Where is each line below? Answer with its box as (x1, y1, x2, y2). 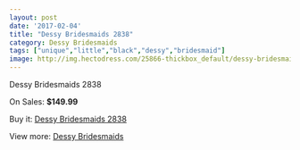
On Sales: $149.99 (9, 96, 79, 107)
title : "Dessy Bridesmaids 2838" (9, 29, 134, 38)
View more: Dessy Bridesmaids (9, 131, 124, 141)
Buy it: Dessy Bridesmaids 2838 (9, 113, 128, 124)
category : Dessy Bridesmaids (9, 37, 118, 47)
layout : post (9, 12, 58, 22)
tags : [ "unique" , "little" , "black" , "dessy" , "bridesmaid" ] (9, 46, 226, 55)
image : (9, 54, 34, 63)
